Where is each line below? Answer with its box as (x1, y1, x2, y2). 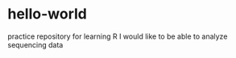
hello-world (7, 5, 88, 23)
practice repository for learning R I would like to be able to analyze (7, 31, 228, 41)
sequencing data (7, 39, 64, 49)
